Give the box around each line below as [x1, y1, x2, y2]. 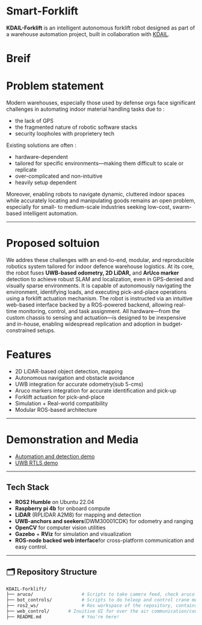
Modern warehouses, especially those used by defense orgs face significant [6, 99, 196, 107]
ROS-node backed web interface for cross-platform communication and [14, 536, 194, 544]
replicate [14, 166, 37, 173]
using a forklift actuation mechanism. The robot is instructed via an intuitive [6, 295, 193, 302]
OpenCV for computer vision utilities [14, 524, 106, 531]
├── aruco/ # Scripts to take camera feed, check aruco [6, 591, 195, 597]
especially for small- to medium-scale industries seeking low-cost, [6, 204, 171, 211]
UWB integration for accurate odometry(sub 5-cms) [14, 381, 144, 388]
